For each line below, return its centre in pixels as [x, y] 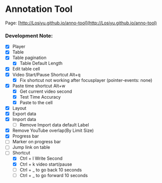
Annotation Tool [39, 9]
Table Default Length [41, 63]
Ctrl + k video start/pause [46, 164]
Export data [24, 114]
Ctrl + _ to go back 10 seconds [51, 170]
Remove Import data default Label [54, 125]
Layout [19, 108]
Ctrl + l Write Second [41, 158]
